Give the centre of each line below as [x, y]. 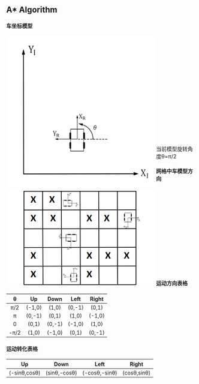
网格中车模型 [172, 171]
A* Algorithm [32, 10]
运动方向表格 [172, 283]
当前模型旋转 [172, 149]
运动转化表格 [22, 349]
